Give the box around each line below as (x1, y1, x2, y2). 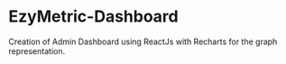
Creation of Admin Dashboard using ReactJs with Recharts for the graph (8, 36, 278, 47)
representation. (8, 45, 65, 56)
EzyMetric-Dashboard (8, 6, 179, 27)
